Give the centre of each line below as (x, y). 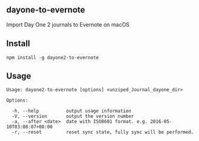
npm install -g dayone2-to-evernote (52, 57)
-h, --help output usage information (72, 111)
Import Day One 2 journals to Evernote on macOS (68, 24)
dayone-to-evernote (46, 10)
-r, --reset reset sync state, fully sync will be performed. (103, 133)
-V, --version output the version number (73, 116)
